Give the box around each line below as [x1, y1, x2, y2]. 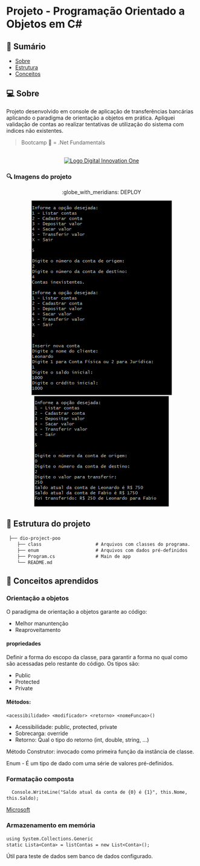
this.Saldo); [6, 796, 39, 802]
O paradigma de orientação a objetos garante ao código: [6, 608, 147, 615]
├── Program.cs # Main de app [17, 553, 131, 559]
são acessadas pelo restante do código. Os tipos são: [6, 660, 140, 667]
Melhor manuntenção [15, 620, 69, 627]
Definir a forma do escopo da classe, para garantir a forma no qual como [6, 653, 188, 660]
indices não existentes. [6, 127, 63, 134]
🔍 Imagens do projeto [6, 172, 72, 181]
